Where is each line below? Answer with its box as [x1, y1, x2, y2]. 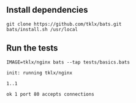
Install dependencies [6, 5, 88, 15]
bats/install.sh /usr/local [6, 26, 78, 32]
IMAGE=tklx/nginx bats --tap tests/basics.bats [6, 59, 130, 65]
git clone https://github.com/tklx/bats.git [6, 21, 122, 27]
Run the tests [6, 43, 58, 54]
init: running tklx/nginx [6, 69, 72, 76]
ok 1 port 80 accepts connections [6, 91, 95, 97]
